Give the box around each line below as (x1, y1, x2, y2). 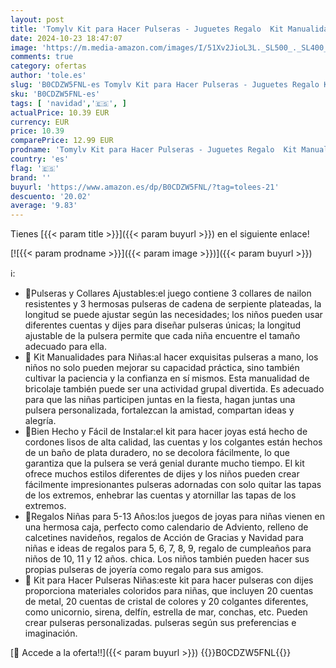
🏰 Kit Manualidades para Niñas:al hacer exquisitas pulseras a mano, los (24, 351, 319, 363)
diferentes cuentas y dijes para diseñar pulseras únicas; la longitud (24, 319, 302, 331)
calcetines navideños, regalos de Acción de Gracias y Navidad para (24, 532, 304, 544)
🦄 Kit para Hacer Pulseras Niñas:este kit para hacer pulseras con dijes (24, 574, 314, 586)
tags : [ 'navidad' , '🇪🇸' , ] (10, 98, 127, 108)
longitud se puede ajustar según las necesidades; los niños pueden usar (24, 309, 323, 321)
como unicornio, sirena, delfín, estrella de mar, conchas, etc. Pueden (24, 606, 308, 618)
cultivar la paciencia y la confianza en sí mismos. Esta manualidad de (24, 372, 310, 385)
